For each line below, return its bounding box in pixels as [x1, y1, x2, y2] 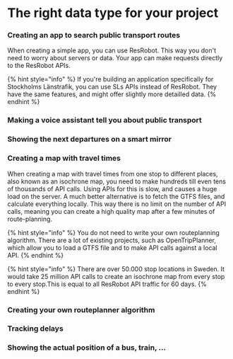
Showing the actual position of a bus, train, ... [7, 343, 166, 353]
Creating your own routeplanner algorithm [7, 304, 155, 314]
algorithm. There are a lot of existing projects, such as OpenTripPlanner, [7, 236, 217, 244]
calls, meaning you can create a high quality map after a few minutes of [7, 207, 215, 215]
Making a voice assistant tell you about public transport [7, 115, 203, 125]
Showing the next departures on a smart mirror [7, 135, 172, 144]
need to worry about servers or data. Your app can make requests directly [7, 54, 223, 62]
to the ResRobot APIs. [7, 62, 71, 70]
